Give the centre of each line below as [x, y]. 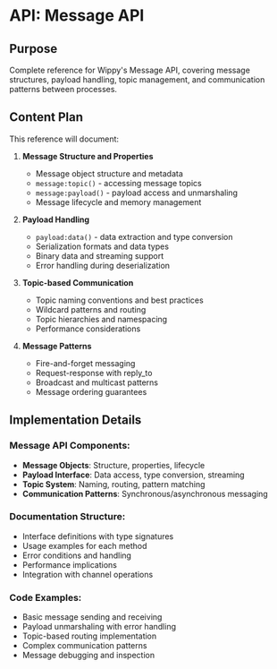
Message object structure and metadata [109, 173]
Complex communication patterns [84, 646]
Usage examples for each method [84, 545]
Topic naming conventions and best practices [119, 300]
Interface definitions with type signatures [98, 536]
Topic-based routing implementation [89, 636]
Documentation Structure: [67, 517]
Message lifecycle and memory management [118, 202]
